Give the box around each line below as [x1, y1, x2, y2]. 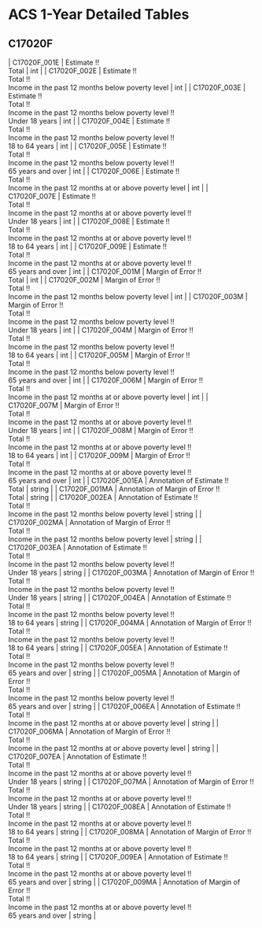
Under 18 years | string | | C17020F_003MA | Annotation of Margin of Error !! [8, 568, 255, 577]
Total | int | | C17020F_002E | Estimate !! [8, 66, 138, 76]
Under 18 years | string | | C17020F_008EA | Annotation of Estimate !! [8, 802, 231, 812]
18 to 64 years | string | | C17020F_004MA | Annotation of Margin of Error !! [8, 618, 252, 627]
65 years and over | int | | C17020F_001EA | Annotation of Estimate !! [8, 476, 229, 485]
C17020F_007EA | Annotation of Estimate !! [8, 752, 147, 761]
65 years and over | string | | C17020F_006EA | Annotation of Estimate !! [8, 702, 242, 711]
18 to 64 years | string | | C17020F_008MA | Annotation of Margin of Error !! [8, 827, 252, 836]
